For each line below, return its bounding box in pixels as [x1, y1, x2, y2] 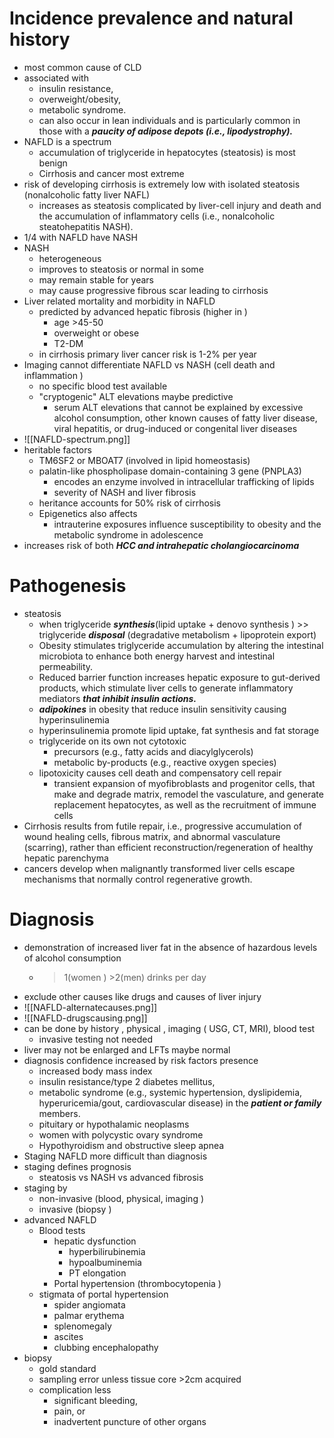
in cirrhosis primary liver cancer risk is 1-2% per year [38, 348, 257, 360]
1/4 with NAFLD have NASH [23, 231, 138, 243]
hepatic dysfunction [53, 1235, 137, 1247]
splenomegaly [53, 1320, 112, 1332]
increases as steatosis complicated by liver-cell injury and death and [38, 199, 322, 211]
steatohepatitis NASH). [38, 220, 134, 232]
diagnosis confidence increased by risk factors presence [23, 1054, 259, 1066]
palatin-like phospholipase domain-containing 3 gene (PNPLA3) [38, 465, 302, 477]
